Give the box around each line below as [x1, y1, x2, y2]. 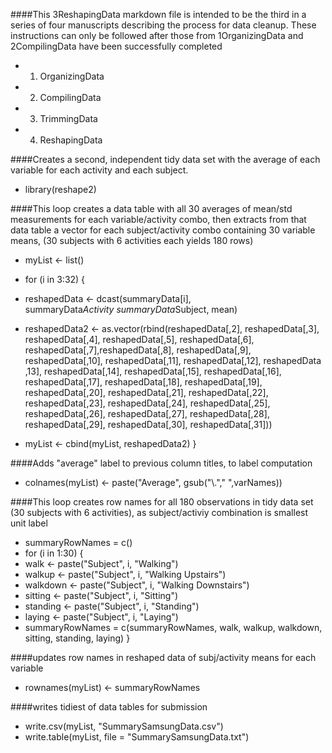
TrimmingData [39, 113, 98, 124]
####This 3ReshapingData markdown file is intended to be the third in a [10, 9, 307, 20]
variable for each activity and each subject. [10, 164, 189, 176]
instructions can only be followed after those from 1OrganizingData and [10, 30, 304, 41]
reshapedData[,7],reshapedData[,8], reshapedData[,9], [24, 344, 252, 356]
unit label [10, 517, 48, 529]
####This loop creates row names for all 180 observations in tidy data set [10, 496, 314, 508]
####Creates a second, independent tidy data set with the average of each [10, 154, 321, 165]
